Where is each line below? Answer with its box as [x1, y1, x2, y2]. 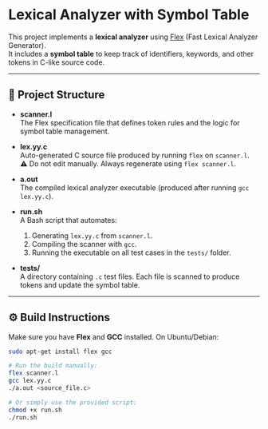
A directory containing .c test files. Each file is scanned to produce [19, 272, 240, 281]
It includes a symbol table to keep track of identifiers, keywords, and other [8, 49, 254, 58]
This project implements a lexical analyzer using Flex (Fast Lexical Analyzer [8, 32, 258, 42]
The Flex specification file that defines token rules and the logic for [19, 117, 241, 127]
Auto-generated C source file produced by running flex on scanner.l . [19, 150, 250, 160]
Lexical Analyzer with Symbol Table [8, 6, 250, 24]
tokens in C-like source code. [8, 58, 105, 67]
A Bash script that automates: [19, 215, 117, 224]
